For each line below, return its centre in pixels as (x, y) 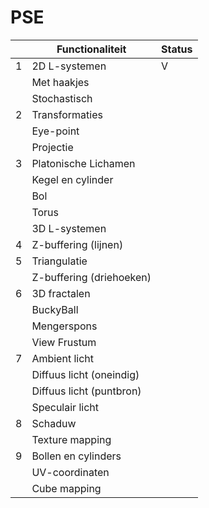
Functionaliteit (91, 49)
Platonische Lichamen (83, 163)
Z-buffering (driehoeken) (91, 277)
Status (177, 49)
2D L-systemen (69, 66)
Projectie (52, 147)
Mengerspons (64, 326)
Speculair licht (65, 407)
